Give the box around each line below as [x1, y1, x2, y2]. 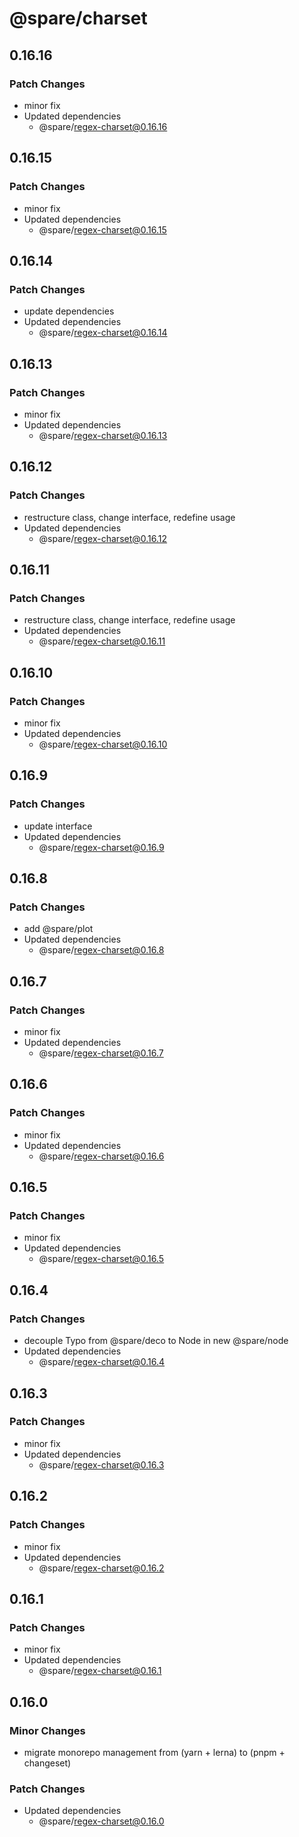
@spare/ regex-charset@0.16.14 [38, 327, 168, 339]
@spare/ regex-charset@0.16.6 [38, 1150, 165, 1162]
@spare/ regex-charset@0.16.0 [38, 1815, 165, 1827]
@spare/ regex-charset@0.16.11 [38, 635, 166, 647]
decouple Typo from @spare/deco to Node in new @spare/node [23, 1335, 289, 1347]
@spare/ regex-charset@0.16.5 [38, 1253, 165, 1265]
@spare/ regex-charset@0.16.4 [38, 1356, 166, 1368]
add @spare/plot [23, 923, 94, 935]
